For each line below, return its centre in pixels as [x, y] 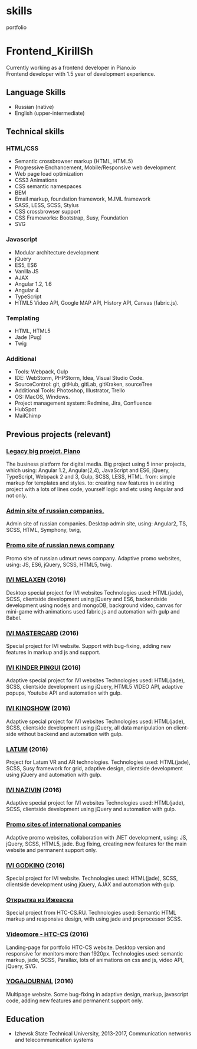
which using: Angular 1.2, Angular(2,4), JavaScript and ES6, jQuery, [88, 470]
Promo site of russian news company [60, 546]
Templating [23, 318]
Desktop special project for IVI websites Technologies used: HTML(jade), [95, 592]
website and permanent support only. [52, 850]
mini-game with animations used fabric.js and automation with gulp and [93, 611]
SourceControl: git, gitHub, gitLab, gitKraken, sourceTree [83, 384]
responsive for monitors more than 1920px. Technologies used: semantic [95, 953]
